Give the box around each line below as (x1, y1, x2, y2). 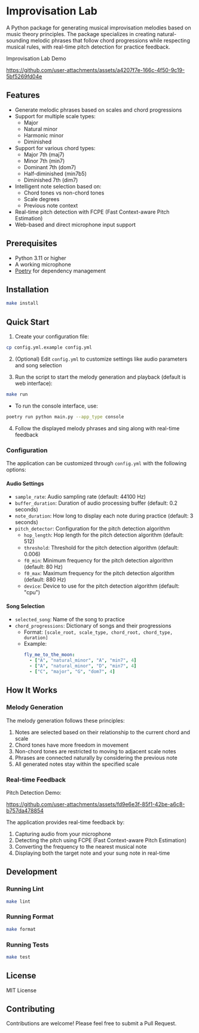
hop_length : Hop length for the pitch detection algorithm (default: (23, 531, 184, 538)
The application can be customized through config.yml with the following (6, 459, 187, 466)
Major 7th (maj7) (23, 151, 65, 158)
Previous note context (23, 202, 78, 209)
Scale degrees (23, 195, 60, 202)
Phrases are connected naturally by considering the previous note (14, 754, 177, 761)
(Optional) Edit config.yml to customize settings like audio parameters (14, 355, 188, 363)
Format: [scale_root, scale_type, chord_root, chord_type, (23, 628, 173, 636)
